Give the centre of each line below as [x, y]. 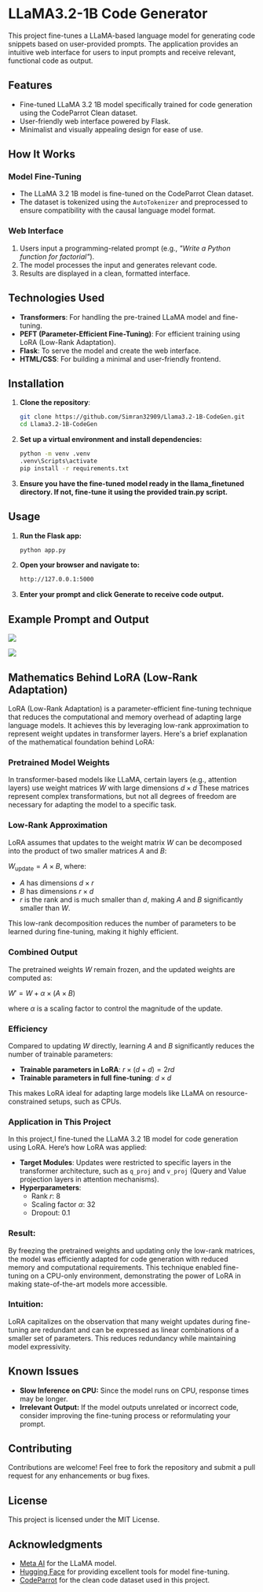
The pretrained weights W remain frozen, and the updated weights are [122, 969]
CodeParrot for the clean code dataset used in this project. [115, 1580]
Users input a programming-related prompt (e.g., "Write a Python [125, 248]
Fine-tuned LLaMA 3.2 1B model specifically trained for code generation [136, 104]
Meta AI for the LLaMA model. [68, 1564]
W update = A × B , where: [47, 867]
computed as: [30, 978]
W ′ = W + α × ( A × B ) [42, 993]
